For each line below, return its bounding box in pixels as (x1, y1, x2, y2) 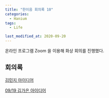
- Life (9, 25, 23, 30)
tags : (5, 20, 16, 26)
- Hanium (9, 16, 27, 21)
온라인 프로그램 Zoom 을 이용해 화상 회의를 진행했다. (5, 48, 105, 53)
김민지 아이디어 (5, 77, 34, 83)
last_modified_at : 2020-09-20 (5, 34, 66, 39)
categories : (5, 12, 29, 16)
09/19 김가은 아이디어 (5, 87, 46, 93)
